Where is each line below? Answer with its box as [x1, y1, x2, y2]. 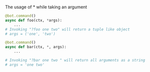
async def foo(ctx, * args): [5, 18, 63, 23]
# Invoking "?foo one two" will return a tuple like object [5, 27, 130, 32]
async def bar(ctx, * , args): [5, 44, 67, 50]
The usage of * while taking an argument [5, 4, 87, 10]
